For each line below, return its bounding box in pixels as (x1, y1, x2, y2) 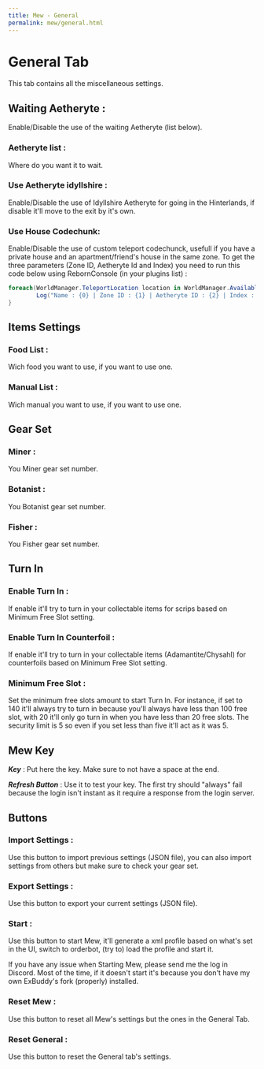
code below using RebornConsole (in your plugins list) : (8, 269, 188, 278)
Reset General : (8, 1034, 68, 1045)
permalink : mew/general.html (8, 19, 104, 27)
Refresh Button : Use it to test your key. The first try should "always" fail (8, 780, 243, 789)
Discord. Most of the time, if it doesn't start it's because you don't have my (8, 968, 251, 978)
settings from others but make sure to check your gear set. (8, 861, 199, 870)
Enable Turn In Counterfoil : (8, 631, 115, 643)
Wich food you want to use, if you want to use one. (8, 362, 173, 371)
